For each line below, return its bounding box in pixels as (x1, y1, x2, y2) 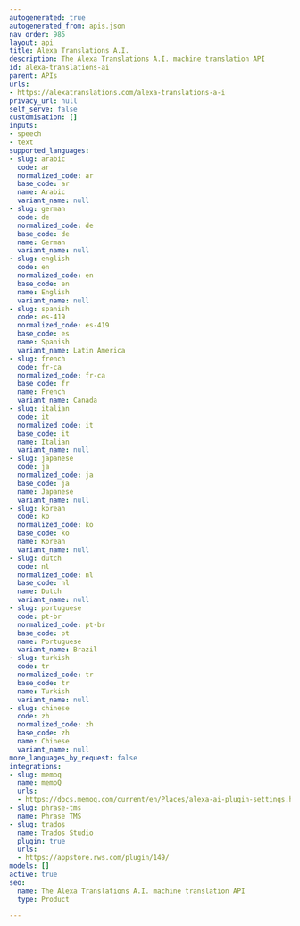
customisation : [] (9, 113, 78, 122)
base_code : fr (17, 379, 70, 388)
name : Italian (17, 438, 70, 446)
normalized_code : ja (17, 471, 94, 480)
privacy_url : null (9, 96, 78, 106)
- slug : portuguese (9, 604, 82, 613)
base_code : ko (17, 529, 70, 538)
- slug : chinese (9, 703, 70, 712)
